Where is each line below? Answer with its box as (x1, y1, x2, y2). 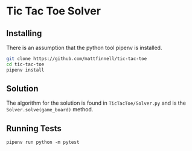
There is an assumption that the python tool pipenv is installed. (6, 44, 162, 51)
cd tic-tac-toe (6, 61, 45, 67)
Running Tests (6, 123, 62, 134)
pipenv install (6, 67, 45, 73)
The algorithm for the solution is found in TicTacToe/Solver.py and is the (6, 99, 186, 106)
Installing (6, 28, 42, 39)
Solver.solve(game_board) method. (6, 106, 94, 113)
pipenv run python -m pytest (6, 140, 80, 146)
